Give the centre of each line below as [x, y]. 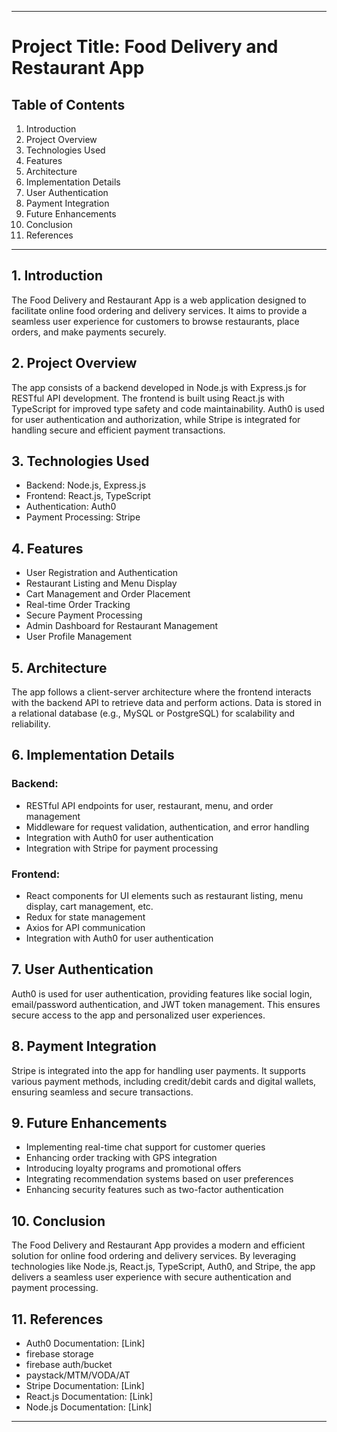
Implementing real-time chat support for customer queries [145, 1147]
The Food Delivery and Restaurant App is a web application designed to [159, 300]
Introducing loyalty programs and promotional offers [133, 1168]
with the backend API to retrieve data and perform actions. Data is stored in [166, 703]
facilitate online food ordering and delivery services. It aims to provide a [159, 310]
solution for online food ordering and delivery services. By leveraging [154, 1256]
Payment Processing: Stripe [83, 517]
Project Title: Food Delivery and [145, 47]
